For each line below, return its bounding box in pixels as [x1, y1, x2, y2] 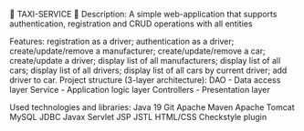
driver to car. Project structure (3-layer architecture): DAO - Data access [9, 75, 281, 86]
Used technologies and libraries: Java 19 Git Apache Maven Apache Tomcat [9, 102, 295, 113]
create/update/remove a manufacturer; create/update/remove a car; [9, 45, 267, 56]
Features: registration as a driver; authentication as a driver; [9, 36, 235, 46]
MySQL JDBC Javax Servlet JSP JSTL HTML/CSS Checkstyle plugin [9, 112, 267, 122]
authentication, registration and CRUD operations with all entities [9, 18, 253, 29]
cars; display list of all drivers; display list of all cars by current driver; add [9, 65, 288, 76]
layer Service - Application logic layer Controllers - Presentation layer [9, 85, 271, 95]
